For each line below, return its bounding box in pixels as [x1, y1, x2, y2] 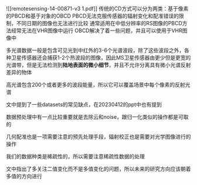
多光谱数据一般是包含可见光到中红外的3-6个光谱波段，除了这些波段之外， [6, 47, 185, 54]
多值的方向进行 [6, 173, 42, 180]
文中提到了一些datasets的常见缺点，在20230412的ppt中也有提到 [6, 101, 162, 108]
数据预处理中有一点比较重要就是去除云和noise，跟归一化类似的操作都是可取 [6, 114, 189, 120]
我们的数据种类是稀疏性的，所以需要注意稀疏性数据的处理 [6, 153, 145, 160]
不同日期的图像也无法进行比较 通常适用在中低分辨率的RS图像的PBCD [16, 20, 183, 26]
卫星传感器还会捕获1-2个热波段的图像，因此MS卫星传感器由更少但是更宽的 [11, 54, 191, 61]
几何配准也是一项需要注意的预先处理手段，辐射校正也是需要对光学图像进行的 [6, 133, 191, 140]
